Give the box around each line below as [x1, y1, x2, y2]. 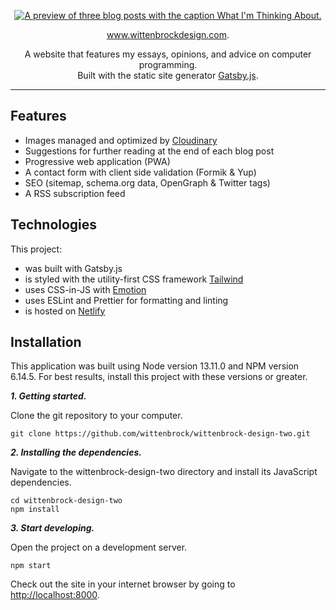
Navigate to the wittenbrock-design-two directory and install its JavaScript [10, 466, 318, 478]
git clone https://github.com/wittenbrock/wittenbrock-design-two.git [10, 429, 311, 439]
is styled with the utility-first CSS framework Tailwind [24, 273, 244, 285]
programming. [138, 59, 198, 70]
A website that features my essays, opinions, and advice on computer [24, 48, 312, 60]
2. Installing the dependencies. [10, 446, 142, 459]
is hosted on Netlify [24, 305, 106, 317]
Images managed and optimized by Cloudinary [24, 134, 218, 146]
